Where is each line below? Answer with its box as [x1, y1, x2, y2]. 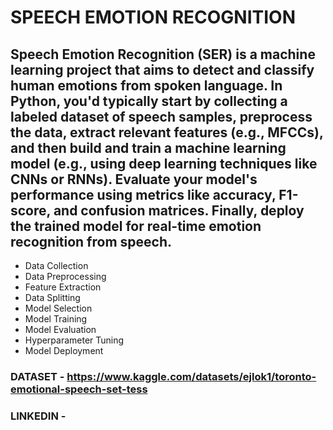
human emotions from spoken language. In [10, 77, 283, 94]
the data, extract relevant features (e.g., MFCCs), [10, 124, 324, 141]
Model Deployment [24, 345, 104, 356]
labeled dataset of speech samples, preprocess [10, 108, 313, 125]
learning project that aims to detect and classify [10, 61, 315, 78]
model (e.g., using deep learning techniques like [10, 155, 318, 172]
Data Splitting [24, 292, 81, 303]
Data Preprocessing [24, 271, 107, 282]
